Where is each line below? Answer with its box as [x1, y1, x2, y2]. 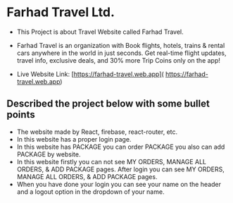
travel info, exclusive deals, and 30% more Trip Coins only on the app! [16, 56, 221, 64]
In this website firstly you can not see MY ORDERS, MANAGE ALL [16, 157, 207, 166]
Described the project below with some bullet [6, 98, 210, 110]
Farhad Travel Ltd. [6, 4, 115, 20]
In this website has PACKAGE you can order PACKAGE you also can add [16, 142, 225, 151]
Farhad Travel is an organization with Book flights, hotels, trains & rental [16, 41, 225, 49]
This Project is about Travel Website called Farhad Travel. [16, 27, 184, 36]
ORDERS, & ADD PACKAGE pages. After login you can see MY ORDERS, [16, 165, 225, 173]
